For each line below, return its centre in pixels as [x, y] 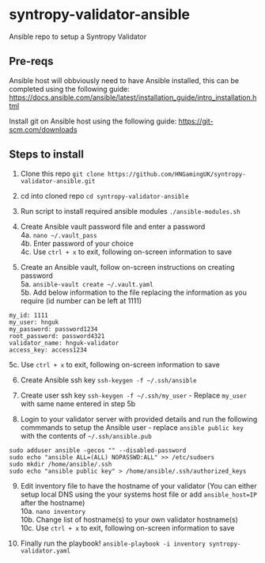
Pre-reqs [31, 61]
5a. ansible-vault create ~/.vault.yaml [87, 283]
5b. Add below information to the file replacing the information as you [134, 292]
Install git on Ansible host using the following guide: [93, 121]
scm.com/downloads [43, 129]
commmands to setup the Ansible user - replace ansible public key [132, 427]
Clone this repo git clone [62, 173]
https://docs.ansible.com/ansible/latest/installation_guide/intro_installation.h [133, 97]
